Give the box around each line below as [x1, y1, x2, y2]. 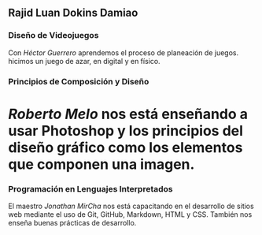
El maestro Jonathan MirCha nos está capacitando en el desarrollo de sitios [8, 201, 254, 211]
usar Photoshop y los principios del [8, 121, 244, 140]
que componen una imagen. [8, 155, 195, 173]
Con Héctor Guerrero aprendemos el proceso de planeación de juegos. [8, 47, 238, 58]
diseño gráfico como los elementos [8, 138, 243, 156]
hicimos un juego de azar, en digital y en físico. [8, 56, 161, 65]
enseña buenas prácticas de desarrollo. [8, 218, 137, 228]
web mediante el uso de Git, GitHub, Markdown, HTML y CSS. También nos [8, 210, 253, 219]
